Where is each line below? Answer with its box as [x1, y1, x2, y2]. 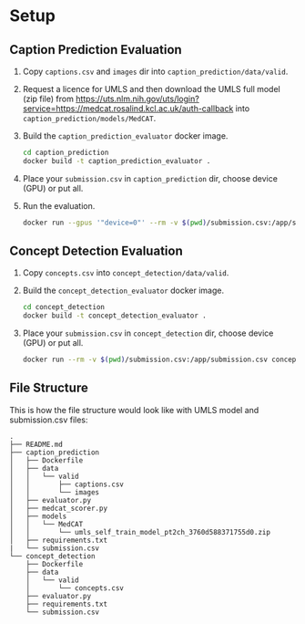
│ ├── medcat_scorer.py [9, 504, 107, 513]
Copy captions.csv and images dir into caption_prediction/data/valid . [22, 66, 289, 77]
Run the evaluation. [22, 200, 96, 211]
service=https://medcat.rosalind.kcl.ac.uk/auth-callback [22, 103, 234, 114]
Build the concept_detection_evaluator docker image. [22, 285, 225, 296]
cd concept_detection [22, 303, 105, 312]
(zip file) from [22, 93, 75, 104]
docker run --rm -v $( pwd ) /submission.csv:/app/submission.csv [22, 355, 269, 365]
